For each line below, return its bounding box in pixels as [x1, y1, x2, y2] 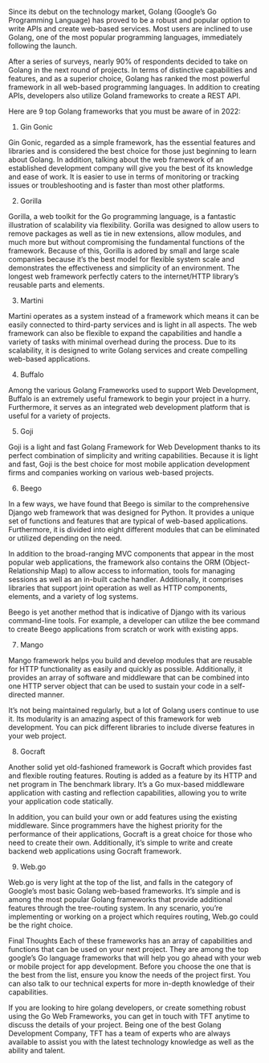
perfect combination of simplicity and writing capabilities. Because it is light [8, 451, 259, 460]
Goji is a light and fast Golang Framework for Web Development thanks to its [8, 442, 261, 452]
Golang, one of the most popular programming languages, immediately [8, 32, 243, 42]
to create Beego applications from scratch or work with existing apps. [8, 624, 239, 634]
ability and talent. [8, 1046, 66, 1055]
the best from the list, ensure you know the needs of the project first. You [8, 970, 251, 979]
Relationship [8, 566, 50, 575]
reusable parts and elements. [8, 280, 105, 289]
